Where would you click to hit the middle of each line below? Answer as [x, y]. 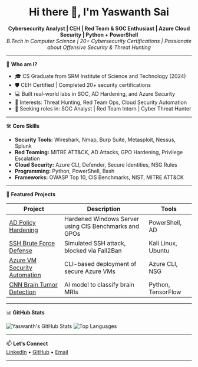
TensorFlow [165, 292]
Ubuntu [159, 251]
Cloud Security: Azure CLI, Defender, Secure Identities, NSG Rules [96, 164]
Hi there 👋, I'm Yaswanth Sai [99, 12]
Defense [21, 251]
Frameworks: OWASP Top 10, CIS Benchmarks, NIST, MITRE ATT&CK [99, 177]
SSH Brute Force [32, 243]
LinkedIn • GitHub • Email [37, 352]
